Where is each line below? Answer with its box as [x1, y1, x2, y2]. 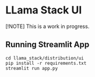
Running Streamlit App [5, 40, 90, 50]
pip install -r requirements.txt [5, 60, 87, 66]
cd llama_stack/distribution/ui [5, 55, 84, 61]
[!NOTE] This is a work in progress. [5, 23, 90, 30]
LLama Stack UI [5, 3, 82, 17]
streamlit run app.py [5, 65, 58, 71]
